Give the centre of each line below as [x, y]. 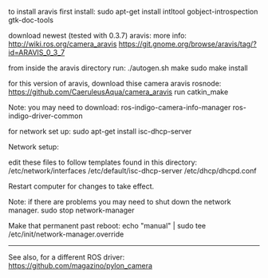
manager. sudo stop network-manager [71, 210]
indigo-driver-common [45, 116]
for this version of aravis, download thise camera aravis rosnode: [115, 83]
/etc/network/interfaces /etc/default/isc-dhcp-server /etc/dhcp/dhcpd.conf [132, 171]
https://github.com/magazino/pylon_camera [81, 266]
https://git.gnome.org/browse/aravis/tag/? [187, 44]
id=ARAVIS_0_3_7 [37, 52]
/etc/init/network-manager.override [66, 234]
